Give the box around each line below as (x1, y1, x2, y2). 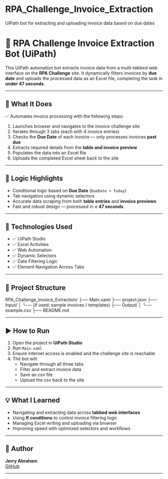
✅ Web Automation (12, 247, 52, 253)
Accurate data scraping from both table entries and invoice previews (12, 198, 156, 204)
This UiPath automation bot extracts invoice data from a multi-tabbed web (5, 64, 158, 70)
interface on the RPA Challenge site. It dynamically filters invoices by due (5, 70, 157, 76)
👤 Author (5, 444, 33, 453)
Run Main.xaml (12, 345, 42, 351)
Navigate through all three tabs (19, 361, 84, 367)
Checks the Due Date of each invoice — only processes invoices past (12, 133, 156, 139)
